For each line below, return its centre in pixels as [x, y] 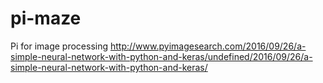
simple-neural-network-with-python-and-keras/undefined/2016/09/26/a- [161, 56]
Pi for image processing [59, 46]
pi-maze [46, 18]
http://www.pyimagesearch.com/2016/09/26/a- [208, 46]
